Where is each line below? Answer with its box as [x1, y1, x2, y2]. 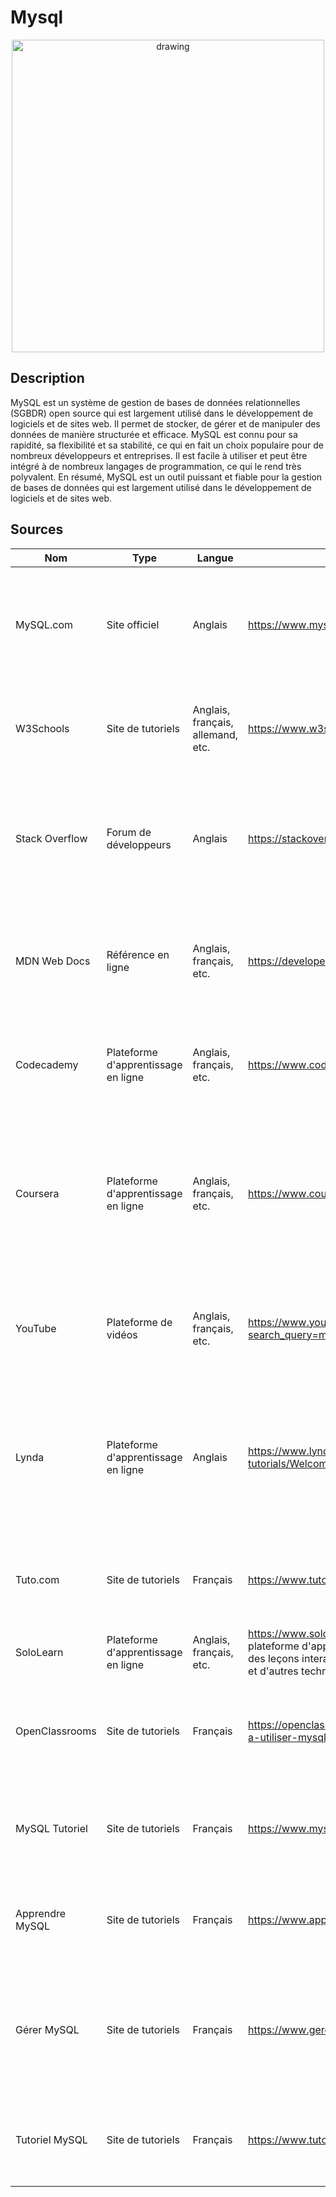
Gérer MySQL [15, 2022, 80, 2036]
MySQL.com [15, 617, 74, 631]
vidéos [106, 1327, 138, 1341]
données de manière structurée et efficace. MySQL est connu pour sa [10, 428, 298, 440]
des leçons [248, 1651, 300, 1665]
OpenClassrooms [15, 1724, 97, 1738]
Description [10, 370, 85, 387]
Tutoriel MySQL [15, 2132, 88, 2146]
